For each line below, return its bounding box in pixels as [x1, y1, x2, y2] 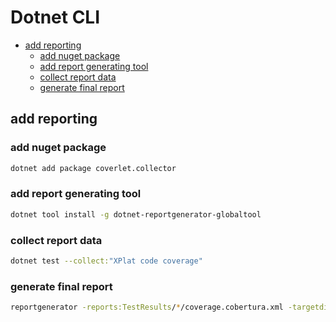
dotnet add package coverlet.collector [10, 163, 177, 173]
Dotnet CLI [10, 6, 101, 29]
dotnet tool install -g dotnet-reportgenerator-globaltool [10, 209, 262, 220]
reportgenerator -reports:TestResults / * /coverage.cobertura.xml [10, 302, 284, 313]
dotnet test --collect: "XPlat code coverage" [10, 256, 203, 266]
